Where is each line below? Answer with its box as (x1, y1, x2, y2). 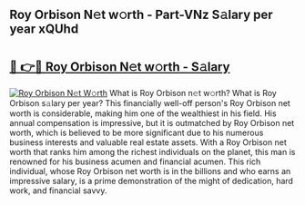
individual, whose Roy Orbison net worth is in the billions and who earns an (9, 166, 291, 176)
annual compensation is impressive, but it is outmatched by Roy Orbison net (9, 118, 295, 128)
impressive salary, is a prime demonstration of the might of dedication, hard (9, 176, 294, 186)
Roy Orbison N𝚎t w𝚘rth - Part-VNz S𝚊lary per (9, 7, 273, 23)
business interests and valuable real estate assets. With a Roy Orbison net (9, 137, 287, 148)
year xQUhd (9, 22, 79, 37)
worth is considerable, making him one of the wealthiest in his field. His (9, 108, 277, 119)
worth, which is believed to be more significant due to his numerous (9, 127, 264, 138)
